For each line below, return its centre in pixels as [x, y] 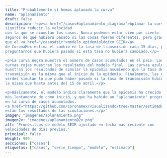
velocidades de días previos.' [38, 129]
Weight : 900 [17, 139]
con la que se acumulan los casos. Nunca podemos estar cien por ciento [82, 33]
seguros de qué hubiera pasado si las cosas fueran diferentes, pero [79, 38]
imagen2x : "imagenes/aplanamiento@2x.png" [50, 120]
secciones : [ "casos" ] [28, 143]
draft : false [19, 19]
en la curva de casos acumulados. [41, 102]
